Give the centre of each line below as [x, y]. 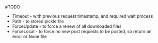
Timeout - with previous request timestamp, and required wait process [82, 16]
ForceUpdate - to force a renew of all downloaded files [67, 26]
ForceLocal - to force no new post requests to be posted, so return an [82, 31]
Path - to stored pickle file [38, 21]
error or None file [29, 36]
